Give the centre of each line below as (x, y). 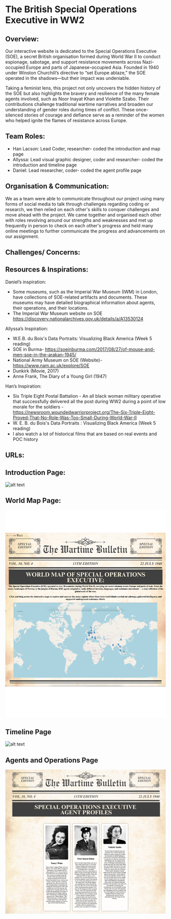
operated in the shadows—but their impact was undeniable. (68, 78)
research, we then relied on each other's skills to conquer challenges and (82, 209)
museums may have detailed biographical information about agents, (84, 302)
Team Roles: (25, 137)
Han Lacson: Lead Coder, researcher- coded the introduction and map (86, 149)
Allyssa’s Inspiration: (27, 329)
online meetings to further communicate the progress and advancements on (85, 231)
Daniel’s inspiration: (26, 282)
